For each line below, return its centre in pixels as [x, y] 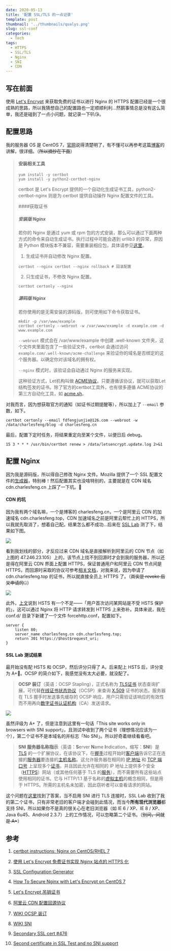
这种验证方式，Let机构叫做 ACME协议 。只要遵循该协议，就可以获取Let [92, 381]
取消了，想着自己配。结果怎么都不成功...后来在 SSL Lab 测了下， [91, 524]
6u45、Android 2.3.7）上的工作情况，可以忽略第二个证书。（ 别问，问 [89, 815]
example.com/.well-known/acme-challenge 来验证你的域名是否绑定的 [89, 353]
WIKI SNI [22, 924]
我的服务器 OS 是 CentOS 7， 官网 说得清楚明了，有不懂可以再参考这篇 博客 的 [85, 144]
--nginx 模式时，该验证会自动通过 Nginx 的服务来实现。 [76, 370]
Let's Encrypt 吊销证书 [37, 892]
